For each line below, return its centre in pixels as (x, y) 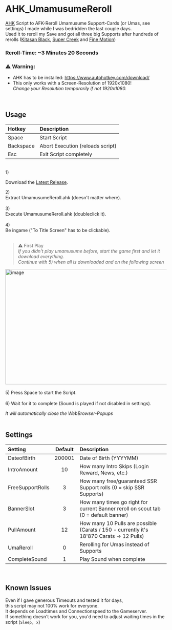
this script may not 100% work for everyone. (52, 605)
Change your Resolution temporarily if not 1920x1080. (70, 89)
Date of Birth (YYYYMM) (109, 458)
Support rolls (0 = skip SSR (112, 487)
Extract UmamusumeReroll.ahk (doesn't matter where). (63, 197)
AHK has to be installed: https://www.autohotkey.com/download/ (81, 78)
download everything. (41, 256)
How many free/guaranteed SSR (118, 481)
